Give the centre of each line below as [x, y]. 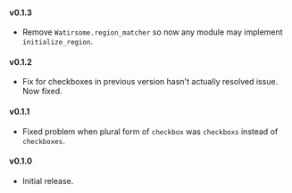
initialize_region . [58, 42]
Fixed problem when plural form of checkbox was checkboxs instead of [150, 131]
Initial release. [48, 181]
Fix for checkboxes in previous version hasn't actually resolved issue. [150, 82]
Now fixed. [42, 91]
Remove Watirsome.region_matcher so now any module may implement [152, 32]
